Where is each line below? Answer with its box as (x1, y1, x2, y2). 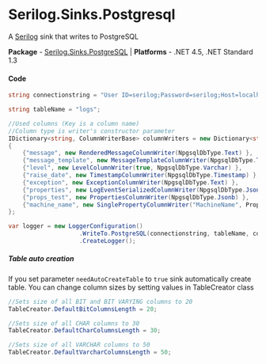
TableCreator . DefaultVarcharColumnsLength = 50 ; (8, 348, 172, 357)
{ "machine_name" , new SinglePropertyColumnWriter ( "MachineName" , (22, 200, 243, 209)
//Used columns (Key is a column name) (8, 119, 140, 127)
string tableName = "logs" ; (8, 105, 101, 114)
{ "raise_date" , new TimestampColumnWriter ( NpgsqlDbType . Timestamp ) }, (22, 172, 260, 180)
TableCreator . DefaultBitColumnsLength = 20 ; (8, 305, 158, 313)
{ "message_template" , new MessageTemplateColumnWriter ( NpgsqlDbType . (22, 157, 257, 165)
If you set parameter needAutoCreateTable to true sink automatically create (8, 274, 252, 283)
